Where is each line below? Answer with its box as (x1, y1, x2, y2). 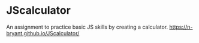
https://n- (169, 23, 193, 30)
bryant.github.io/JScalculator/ (6, 29, 80, 36)
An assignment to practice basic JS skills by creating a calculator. (6, 23, 168, 30)
